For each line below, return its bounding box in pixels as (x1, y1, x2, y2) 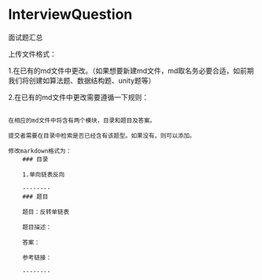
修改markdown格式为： (8, 147, 72, 155)
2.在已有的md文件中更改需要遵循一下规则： (8, 92, 149, 101)
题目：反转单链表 (22, 208, 69, 216)
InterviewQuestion (8, 6, 133, 24)
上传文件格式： (8, 49, 57, 58)
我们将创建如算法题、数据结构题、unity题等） (8, 76, 156, 85)
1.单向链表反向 (22, 171, 65, 179)
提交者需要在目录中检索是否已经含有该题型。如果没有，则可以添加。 (8, 131, 196, 139)
